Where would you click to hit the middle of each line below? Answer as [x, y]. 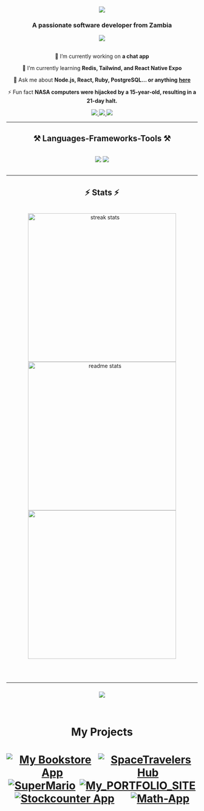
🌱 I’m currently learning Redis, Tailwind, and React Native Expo [102, 68]
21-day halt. [102, 101]
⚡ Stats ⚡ [102, 192]
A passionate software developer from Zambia [102, 26]
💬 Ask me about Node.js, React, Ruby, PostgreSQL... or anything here [102, 80]
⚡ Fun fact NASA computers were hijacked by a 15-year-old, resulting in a [102, 92]
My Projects [102, 732]
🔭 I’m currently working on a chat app [102, 56]
